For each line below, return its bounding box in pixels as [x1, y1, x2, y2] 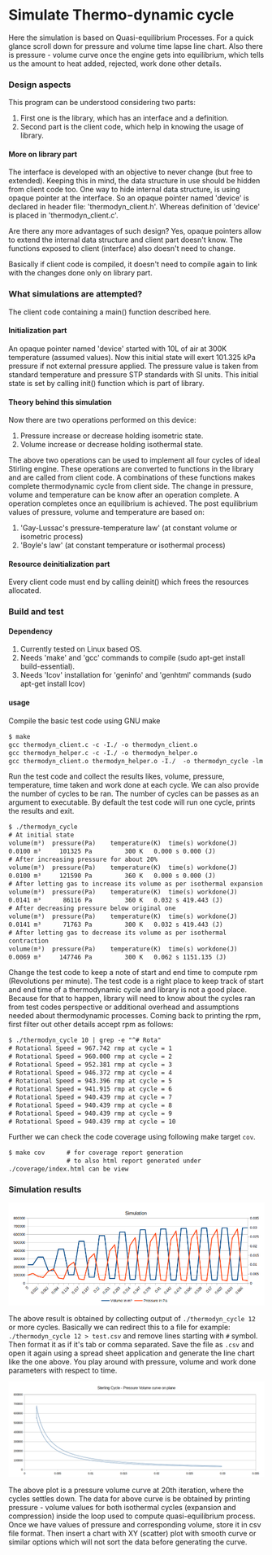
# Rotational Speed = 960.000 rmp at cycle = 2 [8, 1052, 173, 1061]
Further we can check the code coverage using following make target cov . [8, 1131, 256, 1141]
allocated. [8, 586, 42, 595]
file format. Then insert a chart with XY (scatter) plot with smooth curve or [8, 1529, 257, 1539]
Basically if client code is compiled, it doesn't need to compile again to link [8, 259, 258, 270]
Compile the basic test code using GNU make [8, 715, 161, 726]
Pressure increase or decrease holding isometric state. [19, 431, 204, 441]
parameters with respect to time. [8, 1366, 118, 1376]
